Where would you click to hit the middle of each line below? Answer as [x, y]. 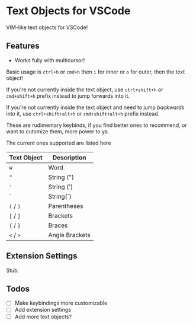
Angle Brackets [69, 235]
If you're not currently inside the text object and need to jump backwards [95, 107]
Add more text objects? [43, 317]
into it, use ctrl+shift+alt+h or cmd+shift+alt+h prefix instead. [83, 113]
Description [69, 157]
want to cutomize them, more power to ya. [58, 131]
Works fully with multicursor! [50, 60]
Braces [58, 225]
